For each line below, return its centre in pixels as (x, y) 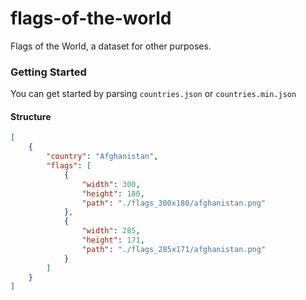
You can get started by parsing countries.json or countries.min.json (153, 94)
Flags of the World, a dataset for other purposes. (111, 46)
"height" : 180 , (113, 193)
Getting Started (48, 72)
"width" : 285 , (111, 231)
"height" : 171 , (113, 240)
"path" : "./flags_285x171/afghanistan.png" (174, 249)
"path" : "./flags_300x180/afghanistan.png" (174, 203)
